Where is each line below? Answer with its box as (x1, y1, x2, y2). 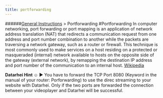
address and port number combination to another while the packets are (5, 36, 149, 42)
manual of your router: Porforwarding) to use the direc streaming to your (5, 77, 151, 83)
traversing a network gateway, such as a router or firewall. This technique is (5, 41, 158, 47)
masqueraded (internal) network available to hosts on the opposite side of (5, 52, 154, 58)
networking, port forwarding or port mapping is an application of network (5, 25, 153, 32)
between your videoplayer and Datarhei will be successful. (5, 87, 123, 93)
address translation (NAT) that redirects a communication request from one (5, 31, 157, 37)
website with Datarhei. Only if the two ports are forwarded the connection (5, 82, 154, 88)
